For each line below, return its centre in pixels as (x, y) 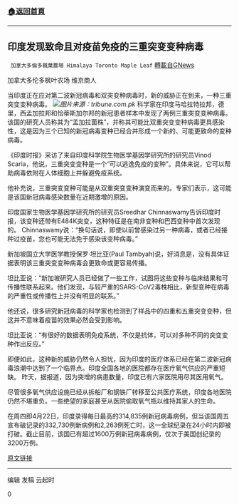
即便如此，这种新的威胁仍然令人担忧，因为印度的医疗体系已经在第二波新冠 (116, 359)
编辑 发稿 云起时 (31, 480)
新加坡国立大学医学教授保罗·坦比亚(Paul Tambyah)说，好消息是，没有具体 (116, 254)
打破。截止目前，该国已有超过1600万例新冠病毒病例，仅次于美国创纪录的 (115, 434)
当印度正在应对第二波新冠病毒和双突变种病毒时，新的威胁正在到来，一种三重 (119, 96)
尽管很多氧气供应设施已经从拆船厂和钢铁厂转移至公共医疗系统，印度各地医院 (119, 392)
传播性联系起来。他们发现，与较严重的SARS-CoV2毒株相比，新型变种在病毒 (118, 287)
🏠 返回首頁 (26, 11)
